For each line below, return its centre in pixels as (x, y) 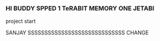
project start (21, 21)
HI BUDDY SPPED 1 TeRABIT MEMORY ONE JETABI (80, 8)
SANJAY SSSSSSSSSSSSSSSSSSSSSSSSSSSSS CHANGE (77, 33)
